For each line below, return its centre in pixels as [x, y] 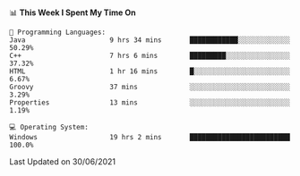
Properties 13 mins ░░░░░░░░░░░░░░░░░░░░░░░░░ [150, 103]
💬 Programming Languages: [57, 32]
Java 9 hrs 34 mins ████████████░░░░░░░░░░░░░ [150, 40]
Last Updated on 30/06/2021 [63, 162]
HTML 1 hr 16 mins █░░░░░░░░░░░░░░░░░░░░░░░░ [150, 71]
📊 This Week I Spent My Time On [73, 13]
